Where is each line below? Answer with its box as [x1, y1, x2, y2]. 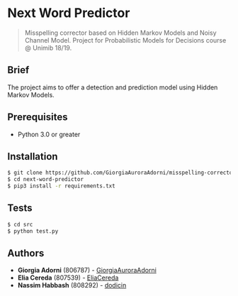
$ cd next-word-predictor [7, 176, 84, 183]
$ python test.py [7, 227, 59, 235]
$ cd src [7, 221, 33, 228]
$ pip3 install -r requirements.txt [7, 182, 115, 190]
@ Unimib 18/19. [24, 43, 72, 52]
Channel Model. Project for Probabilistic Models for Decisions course [24, 35, 227, 44]
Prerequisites [7, 111, 68, 124]
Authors [7, 247, 45, 259]
